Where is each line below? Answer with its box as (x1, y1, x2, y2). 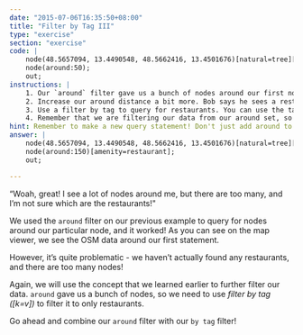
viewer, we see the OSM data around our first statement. (9, 234, 219, 245)
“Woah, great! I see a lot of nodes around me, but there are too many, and (9, 188, 283, 199)
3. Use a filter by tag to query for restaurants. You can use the (25, 105, 284, 114)
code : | (9, 47, 39, 56)
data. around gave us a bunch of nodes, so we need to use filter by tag (9, 288, 271, 299)
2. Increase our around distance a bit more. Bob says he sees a (25, 96, 277, 106)
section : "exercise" (9, 38, 87, 48)
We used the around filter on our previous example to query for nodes (9, 215, 268, 226)
